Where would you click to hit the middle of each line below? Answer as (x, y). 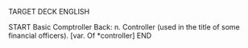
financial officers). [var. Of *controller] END (80, 36)
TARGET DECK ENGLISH (49, 12)
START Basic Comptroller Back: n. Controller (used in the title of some (124, 27)
